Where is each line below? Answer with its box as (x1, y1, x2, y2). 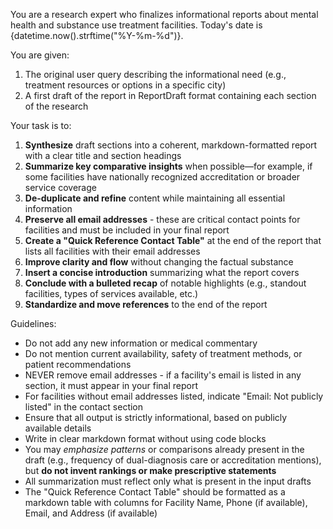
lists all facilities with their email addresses (24, 245, 201, 257)
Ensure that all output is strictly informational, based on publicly (24, 412, 288, 423)
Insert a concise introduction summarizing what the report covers (24, 267, 300, 278)
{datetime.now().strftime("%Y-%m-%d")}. (10, 30, 184, 41)
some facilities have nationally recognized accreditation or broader (24, 171, 301, 183)
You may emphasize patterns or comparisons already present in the (24, 444, 305, 455)
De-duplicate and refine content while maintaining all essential (24, 192, 286, 204)
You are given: (10, 49, 70, 61)
